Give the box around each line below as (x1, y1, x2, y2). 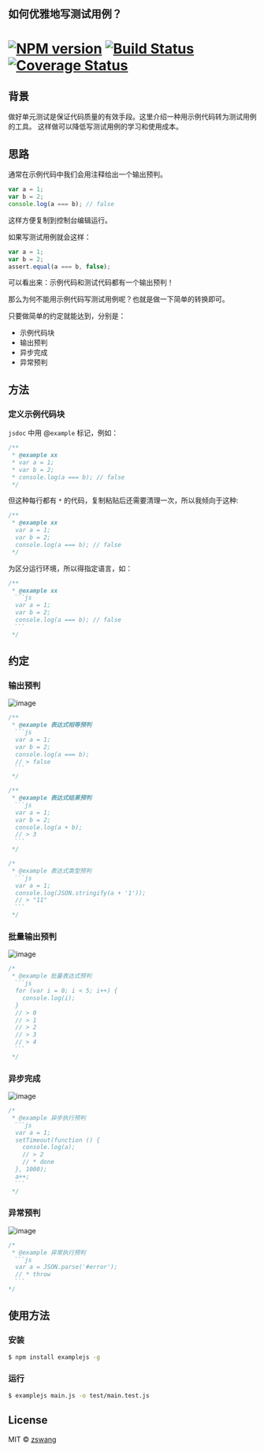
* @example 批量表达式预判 (11, 972, 92, 980)
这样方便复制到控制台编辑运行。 (8, 215, 112, 225)
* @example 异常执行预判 (11, 1248, 87, 1256)
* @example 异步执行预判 (11, 1113, 87, 1122)
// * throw (15, 1270, 51, 1278)
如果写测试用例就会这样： (8, 232, 91, 241)
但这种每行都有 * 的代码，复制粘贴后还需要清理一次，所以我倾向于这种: (8, 496, 239, 505)
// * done (22, 1158, 55, 1166)
